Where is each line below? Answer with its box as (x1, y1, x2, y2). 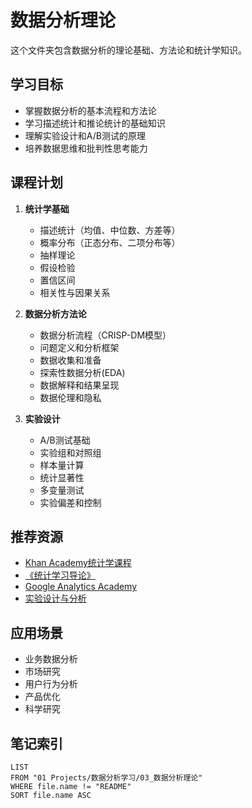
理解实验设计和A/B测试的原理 (24, 129, 146, 141)
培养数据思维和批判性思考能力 (24, 142, 148, 154)
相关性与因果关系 (39, 286, 111, 298)
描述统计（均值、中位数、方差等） (39, 224, 181, 236)
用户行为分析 (24, 678, 78, 690)
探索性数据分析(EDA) (39, 366, 126, 378)
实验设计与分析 (24, 592, 87, 605)
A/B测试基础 (39, 434, 91, 446)
